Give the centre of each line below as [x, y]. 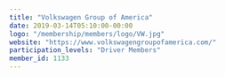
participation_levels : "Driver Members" [85, 50]
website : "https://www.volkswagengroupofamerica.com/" [113, 42]
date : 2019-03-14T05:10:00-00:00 [71, 26]
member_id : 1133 [39, 58]
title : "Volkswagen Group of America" [81, 17]
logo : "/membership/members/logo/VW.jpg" [87, 34]
